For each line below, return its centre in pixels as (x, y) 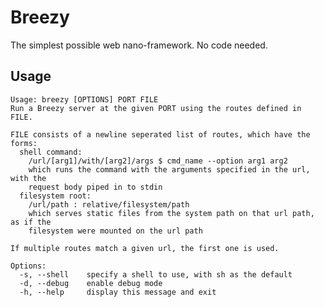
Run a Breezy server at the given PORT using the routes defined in (156, 108)
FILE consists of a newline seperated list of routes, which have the (160, 134)
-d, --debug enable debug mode (91, 283)
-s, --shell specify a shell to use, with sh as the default (156, 274)
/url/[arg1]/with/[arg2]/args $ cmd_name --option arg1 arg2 (158, 161)
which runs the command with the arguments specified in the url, (169, 169)
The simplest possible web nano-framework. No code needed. (139, 45)
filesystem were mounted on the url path (115, 231)
